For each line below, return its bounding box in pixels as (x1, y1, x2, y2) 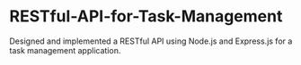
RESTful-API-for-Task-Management (9, 6, 283, 27)
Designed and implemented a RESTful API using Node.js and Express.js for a (9, 36, 293, 46)
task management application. (9, 45, 121, 55)
